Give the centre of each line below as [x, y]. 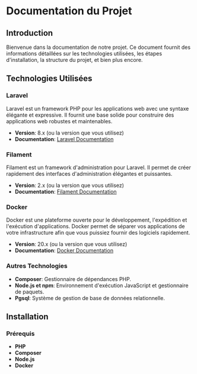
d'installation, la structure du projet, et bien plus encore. [74, 60]
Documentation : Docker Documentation [64, 251]
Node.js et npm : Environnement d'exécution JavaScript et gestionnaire [101, 285]
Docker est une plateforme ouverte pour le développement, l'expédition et [97, 220]
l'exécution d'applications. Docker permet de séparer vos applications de [96, 226]
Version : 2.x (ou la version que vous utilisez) [69, 185]
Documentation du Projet [69, 11]
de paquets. [29, 292]
